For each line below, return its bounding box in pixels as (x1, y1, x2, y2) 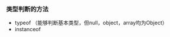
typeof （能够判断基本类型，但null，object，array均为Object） (14, 19, 168, 27)
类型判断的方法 (6, 5, 49, 13)
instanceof (14, 26, 41, 33)
